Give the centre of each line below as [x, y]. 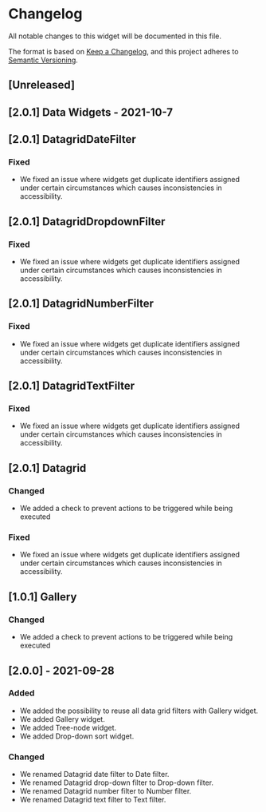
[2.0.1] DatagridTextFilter [72, 386]
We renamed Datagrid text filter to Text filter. [93, 800]
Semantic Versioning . [43, 60]
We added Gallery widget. [62, 719]
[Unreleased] [42, 85]
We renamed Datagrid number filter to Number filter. [106, 791]
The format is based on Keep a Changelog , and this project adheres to [123, 51]
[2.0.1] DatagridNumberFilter [81, 304]
